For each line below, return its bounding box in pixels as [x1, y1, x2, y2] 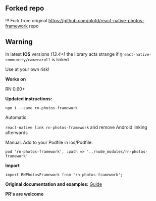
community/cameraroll [5, 57, 51, 62]
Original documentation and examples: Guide [5, 181, 102, 187]
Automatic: [5, 114, 28, 120]
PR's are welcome [5, 191, 44, 197]
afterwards [5, 129, 28, 136]
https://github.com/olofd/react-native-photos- [48, 17, 145, 23]
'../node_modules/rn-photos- [86, 149, 148, 154]
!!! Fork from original [5, 17, 47, 23]
